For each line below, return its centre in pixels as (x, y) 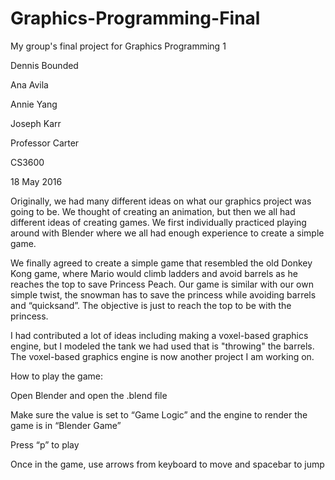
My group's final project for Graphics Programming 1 (118, 46)
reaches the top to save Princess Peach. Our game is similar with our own (162, 284)
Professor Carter (45, 143)
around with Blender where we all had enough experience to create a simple (167, 233)
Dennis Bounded (44, 65)
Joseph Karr (36, 123)
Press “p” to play (45, 444)
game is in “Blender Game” (66, 425)
